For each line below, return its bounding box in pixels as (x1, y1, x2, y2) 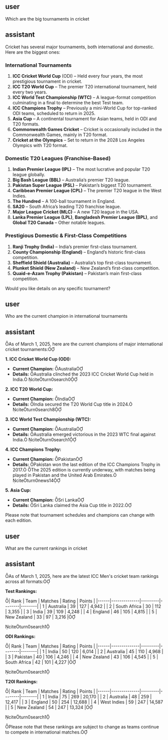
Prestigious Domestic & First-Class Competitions (5, 232, 127, 239)
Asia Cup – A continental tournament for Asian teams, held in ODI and (12, 115, 157, 121)
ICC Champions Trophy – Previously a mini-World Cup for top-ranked (12, 105, 157, 111)
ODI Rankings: (5, 633, 36, 639)
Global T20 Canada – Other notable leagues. (12, 219, 106, 226)
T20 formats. (12, 121, 40, 127)
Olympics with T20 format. (12, 142, 68, 148)
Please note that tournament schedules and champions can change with (5, 512, 154, 518)
